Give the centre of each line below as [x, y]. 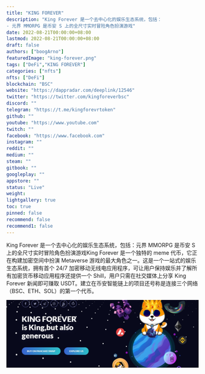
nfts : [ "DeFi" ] [26, 77]
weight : [16, 194]
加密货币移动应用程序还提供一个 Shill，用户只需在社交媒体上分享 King [99, 275]
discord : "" [21, 103]
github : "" [20, 116]
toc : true [19, 207]
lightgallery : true [31, 200]
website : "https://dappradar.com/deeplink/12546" [71, 91]
